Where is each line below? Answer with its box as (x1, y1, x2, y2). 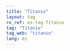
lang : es (6, 36, 28, 42)
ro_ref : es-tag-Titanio (6, 19, 65, 25)
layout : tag (6, 14, 35, 20)
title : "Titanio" (6, 8, 49, 15)
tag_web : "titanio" (6, 30, 54, 36)
